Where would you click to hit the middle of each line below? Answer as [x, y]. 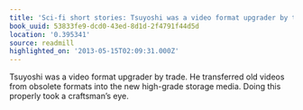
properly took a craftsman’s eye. [69, 96]
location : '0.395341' [50, 34]
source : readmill [42, 43]
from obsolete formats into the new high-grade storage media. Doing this [145, 87]
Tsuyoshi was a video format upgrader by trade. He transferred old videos [147, 77]
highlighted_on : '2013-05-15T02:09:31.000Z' [94, 51]
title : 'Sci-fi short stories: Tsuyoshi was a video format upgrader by [149, 18]
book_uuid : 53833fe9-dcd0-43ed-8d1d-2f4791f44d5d [105, 26]
